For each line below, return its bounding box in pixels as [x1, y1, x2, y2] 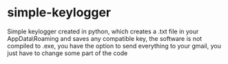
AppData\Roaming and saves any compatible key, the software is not [7, 34, 203, 42]
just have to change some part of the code [7, 49, 128, 57]
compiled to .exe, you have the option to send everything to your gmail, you [7, 42, 222, 50]
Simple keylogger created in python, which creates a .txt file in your [7, 27, 199, 35]
